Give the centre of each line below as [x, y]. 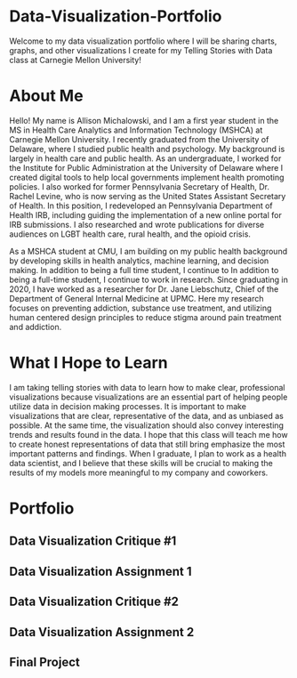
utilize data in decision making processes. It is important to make [128, 406]
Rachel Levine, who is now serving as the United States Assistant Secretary [148, 196]
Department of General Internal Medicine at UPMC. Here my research [136, 298]
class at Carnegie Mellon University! [76, 60]
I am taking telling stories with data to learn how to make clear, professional [147, 387]
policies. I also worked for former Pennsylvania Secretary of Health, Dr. [139, 186]
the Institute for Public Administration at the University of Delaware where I [146, 167]
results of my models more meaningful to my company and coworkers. [139, 472]
